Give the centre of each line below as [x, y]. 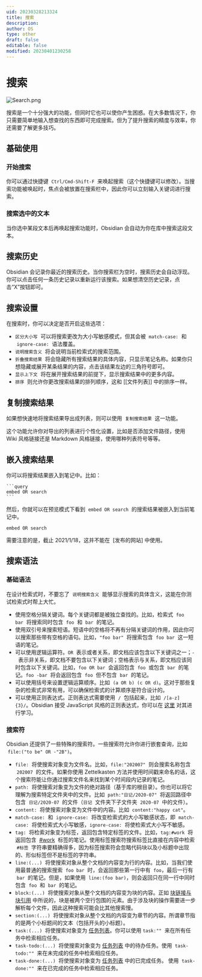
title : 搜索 [20, 18]
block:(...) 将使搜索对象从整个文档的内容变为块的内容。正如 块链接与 [103, 892]
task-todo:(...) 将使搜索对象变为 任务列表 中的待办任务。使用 [93, 945]
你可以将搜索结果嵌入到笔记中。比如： [54, 475]
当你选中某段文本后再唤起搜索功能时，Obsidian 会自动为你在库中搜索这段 [97, 228]
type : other [21, 34]
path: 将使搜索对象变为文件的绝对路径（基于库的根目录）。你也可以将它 [103, 787]
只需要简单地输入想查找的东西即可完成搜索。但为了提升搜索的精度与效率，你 [101, 120]
